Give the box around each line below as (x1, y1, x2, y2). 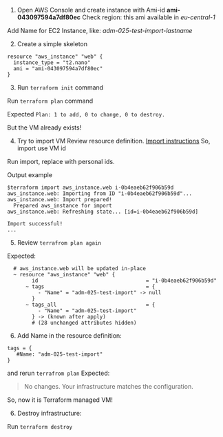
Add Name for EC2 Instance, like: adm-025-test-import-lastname (7, 27, 193, 34)
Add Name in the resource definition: (17, 332, 122, 340)
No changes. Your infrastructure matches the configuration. (23, 383, 194, 390)
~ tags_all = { (25, 301, 156, 308)
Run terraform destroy (7, 423, 73, 430)
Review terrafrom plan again (17, 238, 102, 247)
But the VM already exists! (7, 123, 82, 132)
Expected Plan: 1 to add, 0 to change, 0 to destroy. (7, 110, 165, 118)
